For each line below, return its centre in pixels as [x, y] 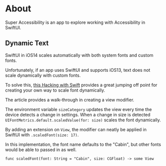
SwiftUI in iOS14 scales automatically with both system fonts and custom [79, 55]
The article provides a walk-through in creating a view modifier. [70, 100]
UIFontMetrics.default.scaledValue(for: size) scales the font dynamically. [83, 120]
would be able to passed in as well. [41, 150]
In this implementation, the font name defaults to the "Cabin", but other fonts [83, 144]
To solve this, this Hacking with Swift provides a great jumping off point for [81, 85]
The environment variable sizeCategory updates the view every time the [79, 109]
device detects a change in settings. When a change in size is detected [78, 114]
